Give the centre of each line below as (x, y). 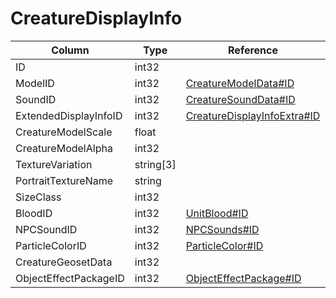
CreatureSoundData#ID (240, 99)
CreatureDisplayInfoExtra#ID (253, 115)
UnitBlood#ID (217, 213)
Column (70, 50)
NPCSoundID (46, 229)
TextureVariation (54, 164)
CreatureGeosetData (64, 262)
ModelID (35, 83)
